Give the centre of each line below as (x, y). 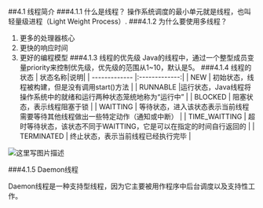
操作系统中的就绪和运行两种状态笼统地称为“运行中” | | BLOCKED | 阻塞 (133, 97)
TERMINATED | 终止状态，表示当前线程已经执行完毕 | (105, 136)
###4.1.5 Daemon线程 (43, 170)
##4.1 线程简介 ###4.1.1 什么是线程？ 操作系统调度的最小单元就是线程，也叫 (130, 11)
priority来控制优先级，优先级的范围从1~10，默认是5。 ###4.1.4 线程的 (139, 68)
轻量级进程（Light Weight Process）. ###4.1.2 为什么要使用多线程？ (118, 21)
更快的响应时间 (44, 48)
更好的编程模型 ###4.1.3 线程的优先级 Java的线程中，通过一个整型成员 (133, 58)
